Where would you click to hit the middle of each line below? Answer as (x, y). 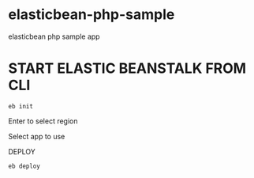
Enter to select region (43, 121)
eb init (21, 106)
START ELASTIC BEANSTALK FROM (127, 68)
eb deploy (24, 166)
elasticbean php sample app (54, 36)
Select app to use (37, 136)
